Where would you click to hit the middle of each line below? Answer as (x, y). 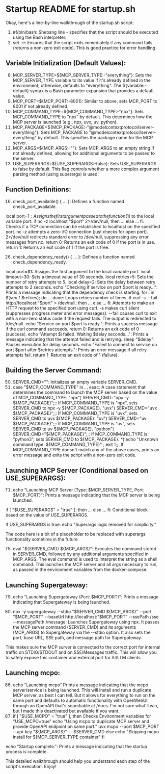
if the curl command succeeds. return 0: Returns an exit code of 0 (72, 329)
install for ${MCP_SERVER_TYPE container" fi (58, 737)
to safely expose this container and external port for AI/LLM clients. (74, 658)
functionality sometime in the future (42, 539)
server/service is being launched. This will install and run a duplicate (82, 690)
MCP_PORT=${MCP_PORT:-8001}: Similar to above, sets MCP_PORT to (85, 101)
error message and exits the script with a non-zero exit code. (74, 455)
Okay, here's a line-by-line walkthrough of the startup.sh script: (70, 23)
